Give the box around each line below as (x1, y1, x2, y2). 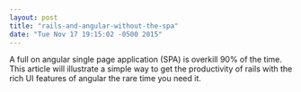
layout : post (9, 13, 58, 22)
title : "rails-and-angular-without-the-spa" (9, 21, 179, 30)
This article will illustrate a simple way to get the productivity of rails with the (9, 63, 293, 74)
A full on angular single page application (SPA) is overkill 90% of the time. (9, 54, 283, 65)
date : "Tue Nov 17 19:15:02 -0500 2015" (9, 29, 164, 38)
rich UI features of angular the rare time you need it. (9, 73, 202, 84)
